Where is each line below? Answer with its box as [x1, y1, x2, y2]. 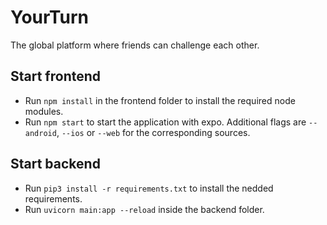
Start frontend [10, 68, 102, 85]
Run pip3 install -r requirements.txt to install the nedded [24, 182, 274, 194]
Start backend [10, 156, 101, 173]
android [24, 128, 57, 138]
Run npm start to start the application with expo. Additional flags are [24, 116, 307, 128]
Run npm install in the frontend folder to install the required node [24, 94, 296, 106]
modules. [24, 105, 64, 117]
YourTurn [10, 6, 89, 29]
